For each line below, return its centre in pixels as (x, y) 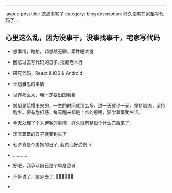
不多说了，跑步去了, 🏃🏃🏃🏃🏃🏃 (43, 176)
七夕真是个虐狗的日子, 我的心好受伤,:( (52, 144)
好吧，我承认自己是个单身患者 (44, 165)
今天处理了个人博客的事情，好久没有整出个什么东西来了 (71, 123)
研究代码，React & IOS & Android (48, 73)
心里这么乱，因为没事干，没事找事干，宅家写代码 (83, 38)
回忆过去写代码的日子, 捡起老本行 (48, 62)
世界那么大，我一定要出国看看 (44, 95)
